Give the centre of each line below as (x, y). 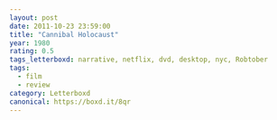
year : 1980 (30, 43)
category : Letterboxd (50, 93)
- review (34, 85)
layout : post (34, 18)
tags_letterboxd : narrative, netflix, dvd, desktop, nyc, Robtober (139, 60)
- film (30, 77)
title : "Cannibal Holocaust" (64, 34)
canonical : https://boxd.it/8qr (70, 102)
